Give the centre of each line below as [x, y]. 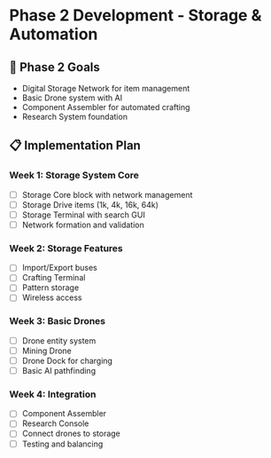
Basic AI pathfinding [58, 370]
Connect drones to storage [71, 434]
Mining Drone [47, 351]
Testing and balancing [62, 444]
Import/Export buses [59, 268]
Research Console [55, 423]
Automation [54, 34]
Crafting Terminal [54, 278]
